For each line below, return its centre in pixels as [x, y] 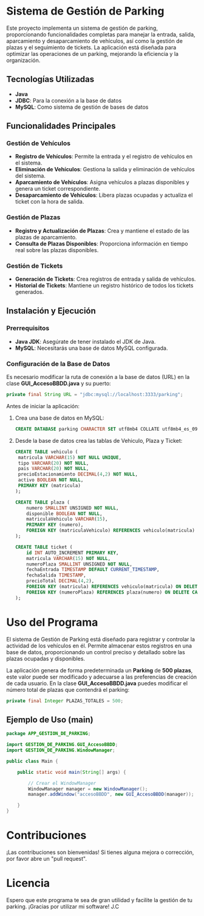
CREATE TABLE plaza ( [42, 502]
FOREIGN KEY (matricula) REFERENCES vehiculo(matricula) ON [104, 587]
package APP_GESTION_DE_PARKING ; [49, 734]
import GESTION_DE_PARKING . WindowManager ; [61, 750]
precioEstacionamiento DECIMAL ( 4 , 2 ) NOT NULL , [78, 474]
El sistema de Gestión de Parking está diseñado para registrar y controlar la [101, 639]
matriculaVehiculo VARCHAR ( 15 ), [67, 519]
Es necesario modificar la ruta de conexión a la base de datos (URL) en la [98, 377]
